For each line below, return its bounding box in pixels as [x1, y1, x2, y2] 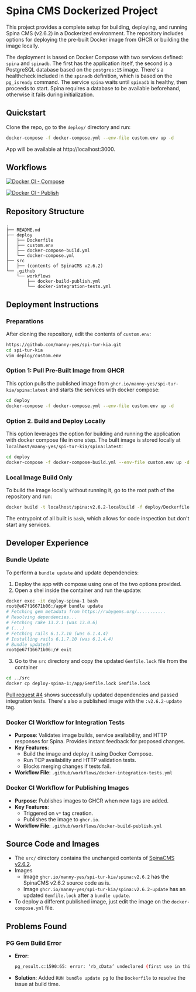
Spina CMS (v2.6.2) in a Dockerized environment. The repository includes [6, 29, 184, 36]
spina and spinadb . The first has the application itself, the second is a [6, 60, 173, 67]
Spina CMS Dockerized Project [6, 4, 158, 18]
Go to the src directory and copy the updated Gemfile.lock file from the [14, 658, 188, 665]
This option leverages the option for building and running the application [6, 430, 180, 437]
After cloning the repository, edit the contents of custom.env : [6, 330, 151, 337]
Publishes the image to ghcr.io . [23, 815, 100, 822]
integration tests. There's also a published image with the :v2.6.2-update [6, 698, 183, 705]
